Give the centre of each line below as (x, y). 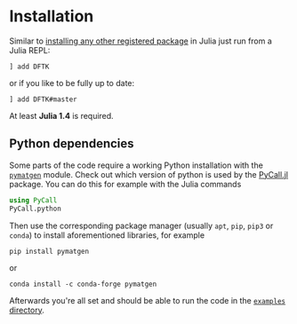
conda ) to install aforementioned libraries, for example (107, 235)
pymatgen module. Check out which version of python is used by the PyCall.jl (149, 174)
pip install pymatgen (49, 251)
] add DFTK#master (43, 99)
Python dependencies (72, 144)
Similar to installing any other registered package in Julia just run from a (141, 41)
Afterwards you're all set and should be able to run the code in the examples (148, 300)
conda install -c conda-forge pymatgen (83, 284)
